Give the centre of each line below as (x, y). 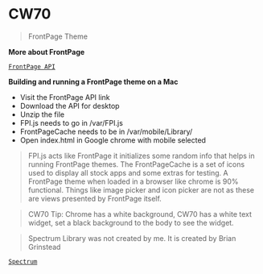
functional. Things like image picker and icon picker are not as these (141, 189)
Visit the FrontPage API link (65, 97)
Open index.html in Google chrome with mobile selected (113, 140)
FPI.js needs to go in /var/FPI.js (71, 122)
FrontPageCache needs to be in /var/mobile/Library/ (106, 131)
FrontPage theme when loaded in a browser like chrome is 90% (133, 181)
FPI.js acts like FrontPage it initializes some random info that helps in (141, 156)
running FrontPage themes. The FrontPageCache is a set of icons (136, 164)
